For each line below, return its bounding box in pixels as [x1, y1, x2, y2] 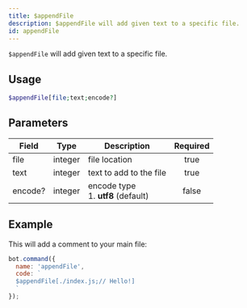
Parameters [8, 116, 69, 130]
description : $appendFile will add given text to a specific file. [8, 19, 241, 27]
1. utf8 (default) [87, 190, 149, 201]
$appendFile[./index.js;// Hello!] [15, 277, 136, 285]
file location [87, 154, 132, 165]
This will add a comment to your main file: [8, 239, 148, 249]
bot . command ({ [8, 255, 57, 263]
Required [174, 140, 210, 151]
